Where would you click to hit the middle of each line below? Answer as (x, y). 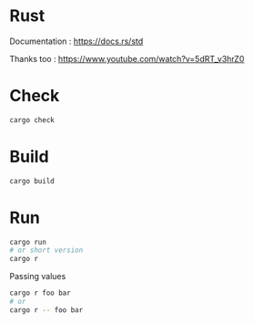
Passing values (38, 277)
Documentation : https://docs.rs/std (76, 41)
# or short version (46, 251)
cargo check (32, 120)
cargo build (32, 181)
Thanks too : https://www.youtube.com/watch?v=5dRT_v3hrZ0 (127, 58)
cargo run (28, 242)
